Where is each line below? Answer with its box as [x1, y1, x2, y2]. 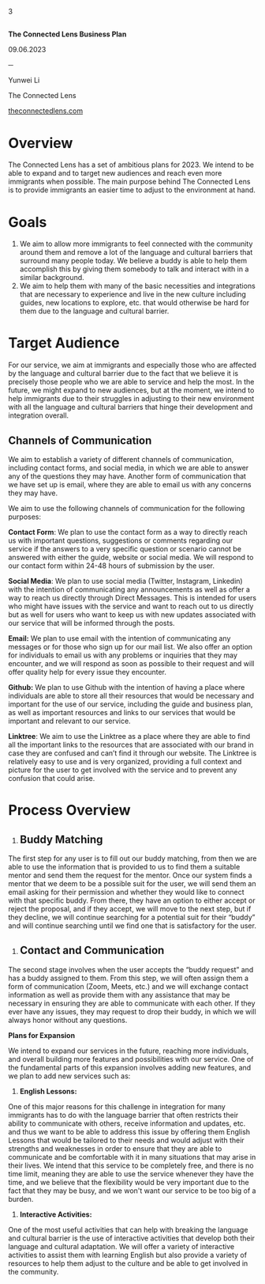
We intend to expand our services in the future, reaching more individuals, [8, 1046, 249, 1055]
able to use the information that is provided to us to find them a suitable [8, 862, 241, 872]
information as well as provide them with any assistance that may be [8, 990, 230, 999]
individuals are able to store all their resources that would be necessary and [8, 691, 255, 701]
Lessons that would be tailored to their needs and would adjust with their [8, 1135, 244, 1145]
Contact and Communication [19, 944, 165, 957]
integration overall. [8, 411, 69, 420]
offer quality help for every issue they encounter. [8, 668, 167, 677]
